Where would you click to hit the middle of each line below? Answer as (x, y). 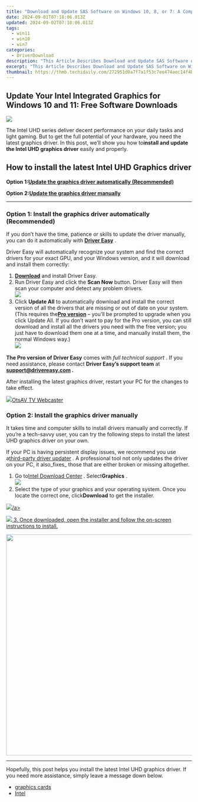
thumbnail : (19, 72)
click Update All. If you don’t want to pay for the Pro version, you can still (103, 321)
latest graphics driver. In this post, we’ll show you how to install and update (97, 143)
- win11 (21, 34)
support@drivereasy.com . (40, 370)
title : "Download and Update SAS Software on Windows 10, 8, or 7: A (93, 11)
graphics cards (33, 787)
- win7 (19, 45)
